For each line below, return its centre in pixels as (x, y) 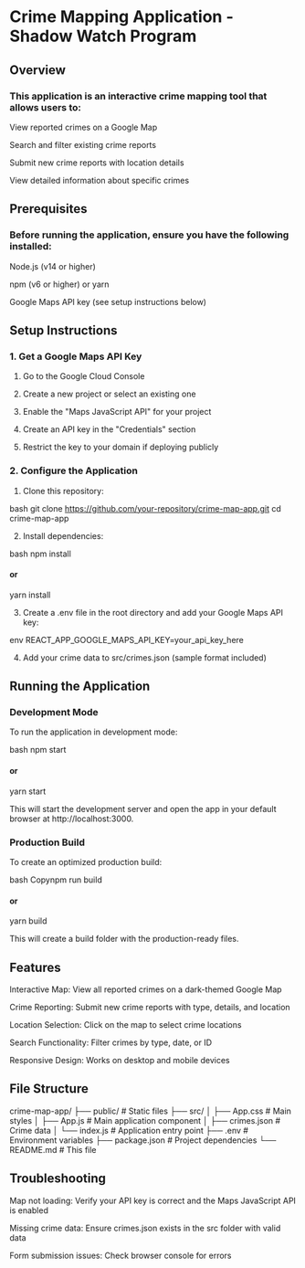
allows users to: (46, 107)
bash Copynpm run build (56, 880)
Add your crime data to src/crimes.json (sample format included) (145, 657)
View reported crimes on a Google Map (84, 127)
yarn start (28, 791)
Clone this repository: (63, 491)
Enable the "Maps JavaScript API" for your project (117, 412)
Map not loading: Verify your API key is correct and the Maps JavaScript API (153, 1200)
